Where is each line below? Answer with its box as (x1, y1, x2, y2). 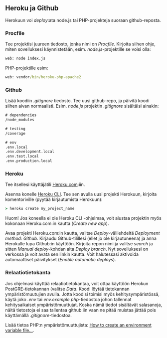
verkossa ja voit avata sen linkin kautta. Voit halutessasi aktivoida (5, 251, 139, 257)
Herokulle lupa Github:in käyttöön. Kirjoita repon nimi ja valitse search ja (5, 241, 153, 247)
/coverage (5, 131, 26, 136)
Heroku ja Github (5, 4, 59, 12)
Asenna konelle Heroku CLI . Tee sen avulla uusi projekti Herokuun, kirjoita (5, 191, 157, 197)
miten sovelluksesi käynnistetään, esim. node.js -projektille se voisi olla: (5, 46, 151, 52)
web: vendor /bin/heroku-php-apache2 (5, 74, 81, 79)
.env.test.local (5, 154, 39, 159)
